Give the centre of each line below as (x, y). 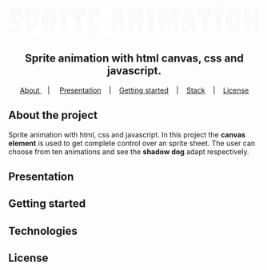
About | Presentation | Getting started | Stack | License (134, 90)
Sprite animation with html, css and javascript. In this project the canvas (127, 134)
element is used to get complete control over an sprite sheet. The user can (132, 143)
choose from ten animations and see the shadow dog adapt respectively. (129, 151)
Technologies (43, 230)
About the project (53, 115)
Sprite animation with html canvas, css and (134, 59)
